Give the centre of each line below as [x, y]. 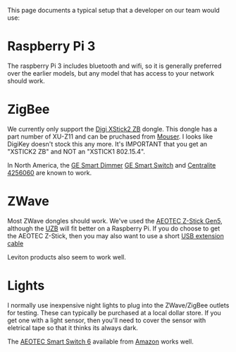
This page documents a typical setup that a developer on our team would [113, 10]
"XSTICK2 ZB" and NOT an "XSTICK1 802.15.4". [76, 151]
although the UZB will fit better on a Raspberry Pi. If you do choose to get [114, 228]
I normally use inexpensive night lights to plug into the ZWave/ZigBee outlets [118, 305]
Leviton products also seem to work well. [67, 257]
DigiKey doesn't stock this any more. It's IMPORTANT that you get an [107, 143]
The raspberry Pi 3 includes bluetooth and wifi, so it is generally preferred [114, 66]
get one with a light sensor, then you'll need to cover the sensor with [107, 320]
